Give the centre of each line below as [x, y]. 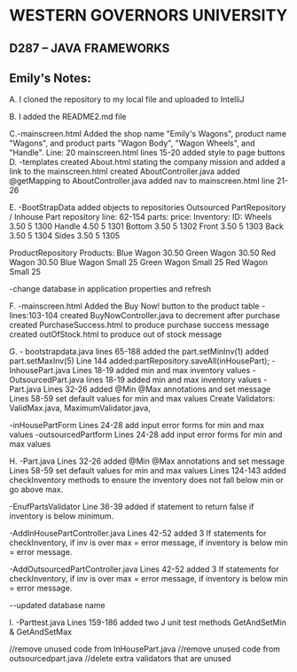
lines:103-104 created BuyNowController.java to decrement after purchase [145, 316]
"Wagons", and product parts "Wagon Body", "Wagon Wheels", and [132, 144]
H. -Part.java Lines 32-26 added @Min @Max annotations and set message [147, 461]
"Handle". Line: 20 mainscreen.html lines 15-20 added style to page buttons [147, 152]
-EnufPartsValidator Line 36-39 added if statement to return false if [132, 507]
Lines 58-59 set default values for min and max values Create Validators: [142, 399]
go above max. [36, 489]
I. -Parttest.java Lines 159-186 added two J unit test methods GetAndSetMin [148, 622]
